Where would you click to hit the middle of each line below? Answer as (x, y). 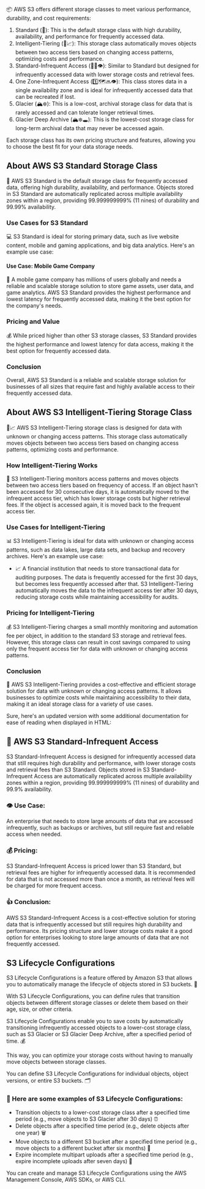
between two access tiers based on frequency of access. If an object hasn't (102, 485)
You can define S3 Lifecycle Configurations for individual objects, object (97, 1074)
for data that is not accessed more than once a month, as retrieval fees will (100, 879)
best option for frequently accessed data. (59, 351)
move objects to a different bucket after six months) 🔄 (83, 1148)
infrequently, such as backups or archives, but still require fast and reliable (100, 828)
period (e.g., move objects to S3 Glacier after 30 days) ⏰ (87, 1119)
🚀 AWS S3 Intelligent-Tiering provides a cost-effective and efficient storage (101, 684)
